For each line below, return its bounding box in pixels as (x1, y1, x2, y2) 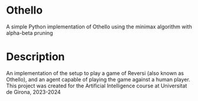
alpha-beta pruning (6, 29, 53, 36)
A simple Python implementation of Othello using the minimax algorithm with (6, 23, 192, 30)
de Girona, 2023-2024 (6, 88, 61, 95)
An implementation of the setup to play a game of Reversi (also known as (6, 69, 184, 77)
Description (6, 50, 65, 64)
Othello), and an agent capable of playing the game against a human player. (6, 76, 190, 83)
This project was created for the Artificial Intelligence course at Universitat (6, 82, 187, 89)
